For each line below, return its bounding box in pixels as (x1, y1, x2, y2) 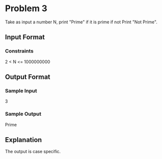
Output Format (5, 73, 51, 81)
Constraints (5, 48, 34, 54)
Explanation (5, 136, 42, 144)
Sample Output (5, 110, 41, 117)
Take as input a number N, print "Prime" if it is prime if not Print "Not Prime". (5, 19, 158, 25)
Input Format (5, 33, 45, 41)
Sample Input (5, 87, 37, 94)
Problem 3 (5, 3, 48, 14)
